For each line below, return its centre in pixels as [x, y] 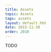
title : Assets [19, 9]
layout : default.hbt [26, 23]
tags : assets [18, 18]
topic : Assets [19, 14]
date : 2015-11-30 [23, 27]
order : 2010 [17, 32]
